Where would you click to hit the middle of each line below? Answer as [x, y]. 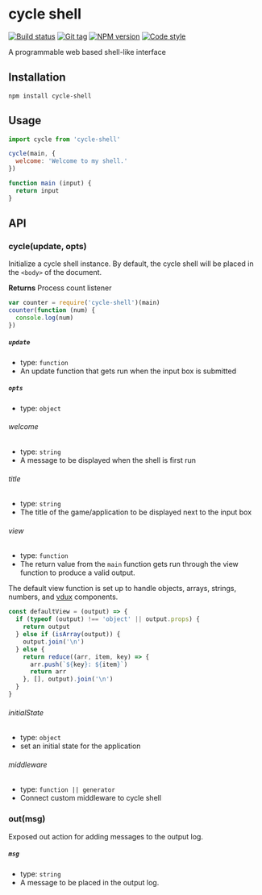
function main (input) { [50, 183]
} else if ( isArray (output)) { [68, 635]
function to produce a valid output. [77, 572]
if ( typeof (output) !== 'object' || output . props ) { [108, 619]
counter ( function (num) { [52, 310]
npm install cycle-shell [50, 96]
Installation [37, 77]
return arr [48, 672]
